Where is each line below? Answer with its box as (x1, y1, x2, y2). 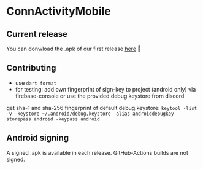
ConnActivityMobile (6, 4, 112, 18)
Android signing (6, 133, 69, 143)
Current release (6, 29, 68, 39)
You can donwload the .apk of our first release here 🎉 (6, 45, 142, 52)
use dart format (15, 79, 57, 87)
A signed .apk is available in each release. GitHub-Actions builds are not (6, 149, 189, 156)
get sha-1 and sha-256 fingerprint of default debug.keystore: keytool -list (6, 104, 197, 111)
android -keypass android (33, 116, 100, 122)
